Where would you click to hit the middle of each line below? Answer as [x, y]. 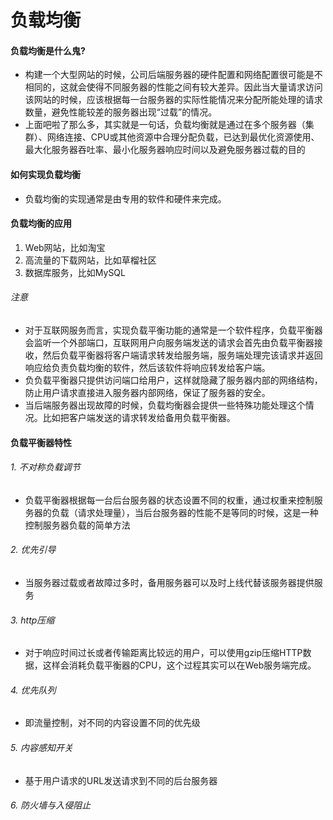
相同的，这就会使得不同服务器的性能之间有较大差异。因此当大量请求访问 [173, 87]
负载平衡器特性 [41, 442]
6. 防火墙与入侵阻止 [51, 805]
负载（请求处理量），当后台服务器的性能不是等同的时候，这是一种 [185, 512]
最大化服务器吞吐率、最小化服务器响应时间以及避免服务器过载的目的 [165, 150]
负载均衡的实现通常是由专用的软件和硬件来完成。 [125, 198]
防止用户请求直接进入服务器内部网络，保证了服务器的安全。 [147, 392]
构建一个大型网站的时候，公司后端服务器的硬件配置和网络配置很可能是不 [173, 75]
